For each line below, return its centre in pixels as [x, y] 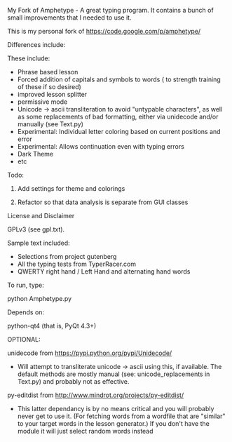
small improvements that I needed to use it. [69, 18]
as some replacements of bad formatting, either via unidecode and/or [118, 116]
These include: [29, 58]
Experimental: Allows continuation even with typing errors [101, 146]
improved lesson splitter [52, 94]
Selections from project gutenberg [67, 256]
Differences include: [36, 45]
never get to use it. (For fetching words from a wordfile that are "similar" [121, 416]
